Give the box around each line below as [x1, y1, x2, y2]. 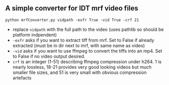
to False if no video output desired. [12, 53, 86, 59]
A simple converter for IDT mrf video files [5, 4, 139, 13]
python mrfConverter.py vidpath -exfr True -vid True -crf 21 [5, 17, 139, 22]
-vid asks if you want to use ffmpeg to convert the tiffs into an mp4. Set [12, 48, 162, 54]
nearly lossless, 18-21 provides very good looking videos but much [12, 64, 152, 70]
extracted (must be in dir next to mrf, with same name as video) [12, 42, 145, 49]
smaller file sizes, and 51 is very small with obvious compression [12, 69, 147, 75]
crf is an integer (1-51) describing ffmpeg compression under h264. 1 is [12, 58, 162, 65]
